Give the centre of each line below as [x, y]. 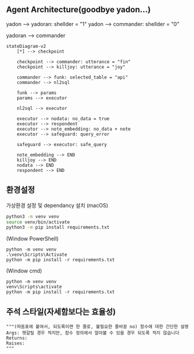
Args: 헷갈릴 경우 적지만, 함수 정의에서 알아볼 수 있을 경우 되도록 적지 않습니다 [93, 333]
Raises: [16, 343]
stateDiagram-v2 [26, 46]
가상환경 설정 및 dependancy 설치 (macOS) [57, 205]
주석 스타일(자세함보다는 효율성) [61, 312]
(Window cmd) [24, 271]
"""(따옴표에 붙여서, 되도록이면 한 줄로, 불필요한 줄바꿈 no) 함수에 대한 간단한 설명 [98, 327]
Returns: [17, 338]
